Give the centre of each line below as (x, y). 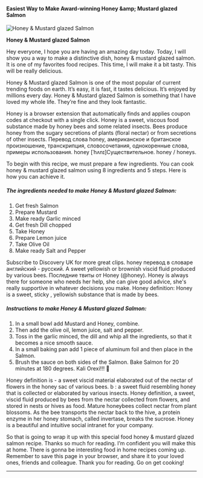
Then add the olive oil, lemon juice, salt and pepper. (79, 330)
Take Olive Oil (32, 244)
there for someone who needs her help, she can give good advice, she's (96, 282)
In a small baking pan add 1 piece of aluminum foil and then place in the (104, 349)
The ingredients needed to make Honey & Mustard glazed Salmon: (92, 190)
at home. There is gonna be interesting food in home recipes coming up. (96, 450)
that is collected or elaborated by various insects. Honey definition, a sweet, (101, 393)
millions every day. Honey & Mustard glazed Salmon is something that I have (101, 95)
